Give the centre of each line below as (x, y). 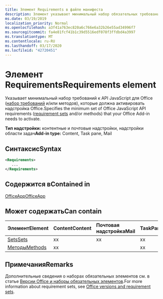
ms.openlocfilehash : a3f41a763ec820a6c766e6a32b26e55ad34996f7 (70, 28)
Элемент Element (28, 228)
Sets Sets (18, 239)
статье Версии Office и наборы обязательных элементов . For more (74, 281)
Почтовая (108, 225)
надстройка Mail (116, 231)
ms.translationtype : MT (29, 37)
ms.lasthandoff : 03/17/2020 (33, 46)
